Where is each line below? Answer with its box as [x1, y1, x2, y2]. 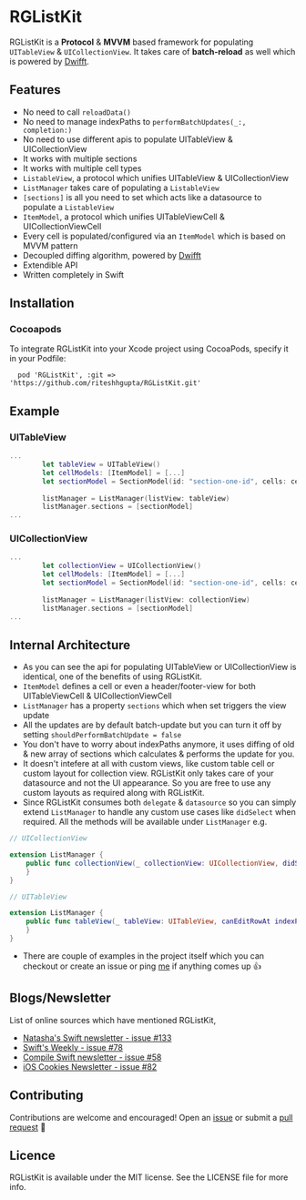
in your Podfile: [9, 353, 66, 364]
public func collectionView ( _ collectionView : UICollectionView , [25, 859, 280, 868]
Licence [9, 1148, 56, 1163]
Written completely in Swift [22, 269, 125, 280]
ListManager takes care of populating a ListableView [22, 182, 220, 193]
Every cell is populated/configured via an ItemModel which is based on [22, 230, 286, 241]
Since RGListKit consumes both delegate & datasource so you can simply [22, 797, 297, 808]
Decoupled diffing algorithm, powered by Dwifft [22, 249, 202, 260]
